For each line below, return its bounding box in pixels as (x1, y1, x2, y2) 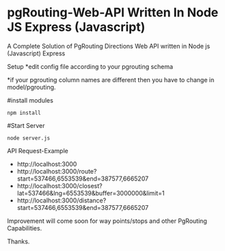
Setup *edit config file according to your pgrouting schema (7, 62, 173, 70)
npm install (7, 109, 41, 116)
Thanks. (7, 237, 30, 246)
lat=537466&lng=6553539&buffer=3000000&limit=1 (16, 189, 166, 197)
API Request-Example (7, 146, 68, 155)
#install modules (7, 96, 53, 104)
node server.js (7, 135, 51, 142)
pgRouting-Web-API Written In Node (7, 5, 219, 21)
